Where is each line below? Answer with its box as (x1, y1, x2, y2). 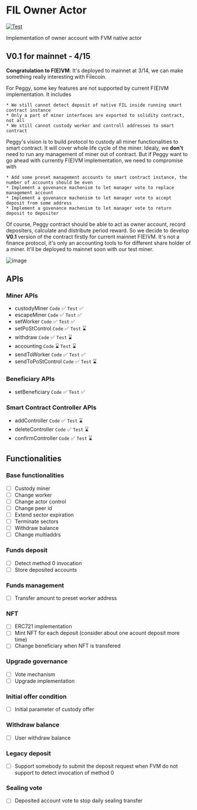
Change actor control (14, 498, 66, 505)
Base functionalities (6, 471, 64, 480)
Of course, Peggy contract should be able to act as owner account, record (6, 221, 186, 228)
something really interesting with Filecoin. (6, 73, 107, 80)
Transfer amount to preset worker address (14, 594, 117, 602)
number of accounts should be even (6, 180, 93, 185)
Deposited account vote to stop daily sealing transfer (14, 797, 143, 804)
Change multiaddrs (14, 531, 61, 538)
